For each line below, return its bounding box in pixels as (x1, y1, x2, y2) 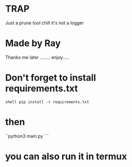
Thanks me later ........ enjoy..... (5, 54, 69, 60)
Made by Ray (5, 37, 61, 49)
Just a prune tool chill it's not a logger (5, 20, 84, 26)
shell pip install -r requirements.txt (5, 99, 90, 104)
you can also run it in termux (5, 150, 127, 162)
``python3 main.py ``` (5, 133, 49, 139)
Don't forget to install (5, 72, 96, 83)
